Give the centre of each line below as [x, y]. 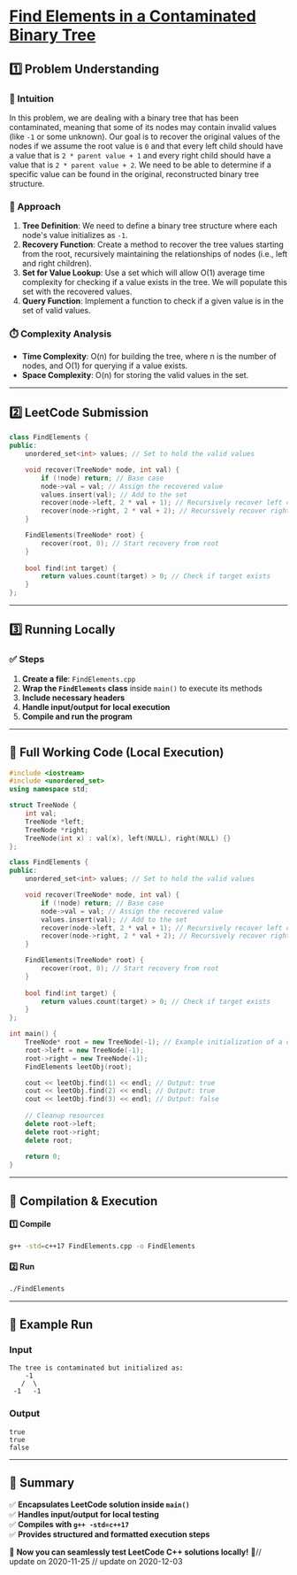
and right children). [57, 264]
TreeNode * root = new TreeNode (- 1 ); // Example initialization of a [154, 1042]
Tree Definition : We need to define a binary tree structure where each [150, 226]
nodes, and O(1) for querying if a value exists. [105, 366]
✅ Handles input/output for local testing [84, 1514]
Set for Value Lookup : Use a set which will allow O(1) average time [143, 273]
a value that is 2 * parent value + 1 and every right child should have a [140, 155]
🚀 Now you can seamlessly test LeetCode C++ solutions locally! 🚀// [136, 1552]
